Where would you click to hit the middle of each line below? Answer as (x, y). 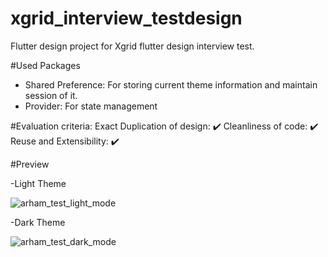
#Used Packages (45, 65)
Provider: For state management (91, 106)
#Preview (30, 164)
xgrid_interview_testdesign (126, 18)
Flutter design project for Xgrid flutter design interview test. (132, 46)
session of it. (51, 95)
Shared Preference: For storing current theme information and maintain (171, 84)
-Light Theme (38, 183)
